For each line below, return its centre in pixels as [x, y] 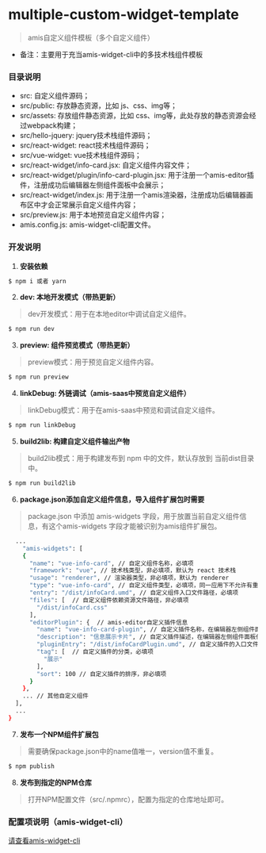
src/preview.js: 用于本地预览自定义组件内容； [93, 215]
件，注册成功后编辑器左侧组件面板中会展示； [93, 185]
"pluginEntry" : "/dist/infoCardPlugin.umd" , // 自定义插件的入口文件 [148, 644]
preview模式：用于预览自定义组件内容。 [93, 362]
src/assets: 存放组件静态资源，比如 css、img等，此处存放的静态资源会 [134, 116]
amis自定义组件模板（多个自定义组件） [91, 37]
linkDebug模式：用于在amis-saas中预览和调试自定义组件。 [123, 410]
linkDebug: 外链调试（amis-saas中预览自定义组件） [105, 394]
